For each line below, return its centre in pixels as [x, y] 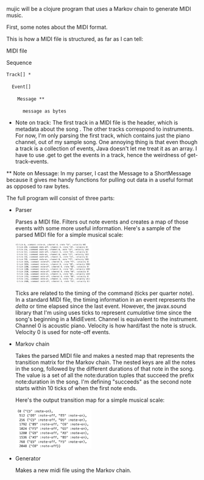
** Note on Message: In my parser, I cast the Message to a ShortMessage [99, 173]
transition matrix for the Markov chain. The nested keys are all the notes [105, 362]
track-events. [32, 162]
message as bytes [44, 111]
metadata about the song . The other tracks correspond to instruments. [104, 129]
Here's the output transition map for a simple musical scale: [90, 400]
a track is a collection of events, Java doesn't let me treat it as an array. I [106, 148]
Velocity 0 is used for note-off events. [63, 332]
